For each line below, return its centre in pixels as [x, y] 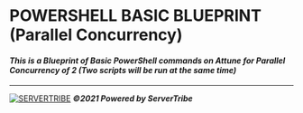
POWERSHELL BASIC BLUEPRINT [135, 16]
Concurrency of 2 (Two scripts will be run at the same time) [123, 70]
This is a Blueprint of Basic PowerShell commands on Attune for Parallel [147, 61]
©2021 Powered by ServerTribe [133, 99]
